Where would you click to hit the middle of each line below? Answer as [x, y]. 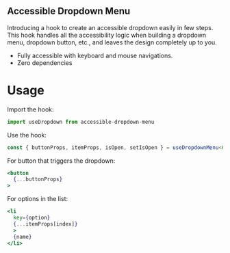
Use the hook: [27, 135]
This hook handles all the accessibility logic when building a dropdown [107, 35]
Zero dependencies [44, 63]
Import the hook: [30, 109]
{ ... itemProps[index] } [46, 224]
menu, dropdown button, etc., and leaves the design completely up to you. [112, 42]
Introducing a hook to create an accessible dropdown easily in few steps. [110, 27]
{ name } [23, 237]
